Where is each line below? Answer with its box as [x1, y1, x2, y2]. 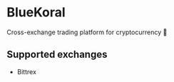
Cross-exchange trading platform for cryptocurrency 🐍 [6, 28, 168, 36]
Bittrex [16, 67, 37, 76]
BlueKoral [6, 4, 66, 21]
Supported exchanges [6, 48, 108, 61]
